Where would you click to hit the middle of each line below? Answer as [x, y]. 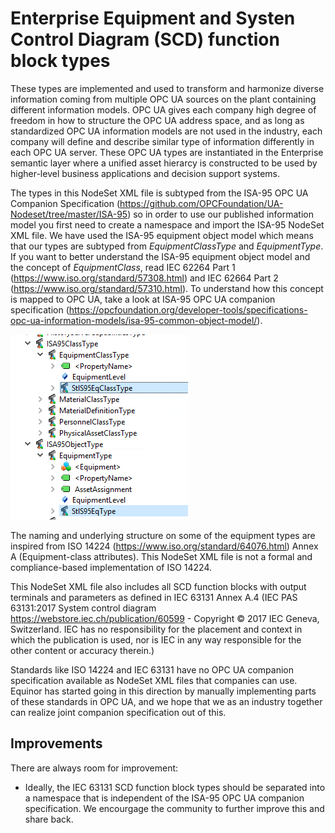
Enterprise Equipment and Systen [153, 18]
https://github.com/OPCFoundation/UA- [201, 203]
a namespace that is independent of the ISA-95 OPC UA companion [164, 798]
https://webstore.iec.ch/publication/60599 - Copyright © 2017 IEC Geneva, [165, 618]
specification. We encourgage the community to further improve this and [174, 808]
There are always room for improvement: [94, 768]
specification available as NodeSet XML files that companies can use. [154, 680]
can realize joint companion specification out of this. [118, 712]
